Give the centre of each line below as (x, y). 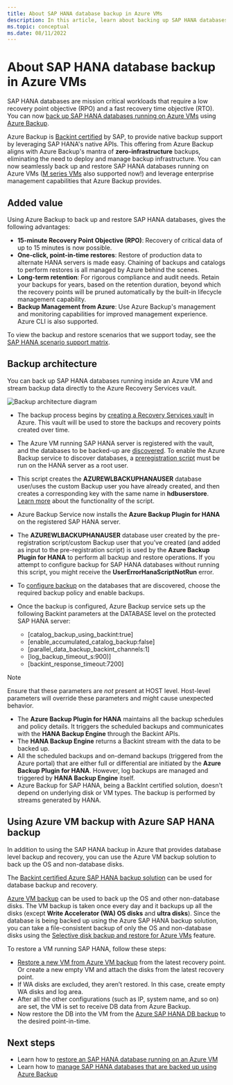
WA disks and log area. (50, 991)
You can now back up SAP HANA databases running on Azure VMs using (112, 116)
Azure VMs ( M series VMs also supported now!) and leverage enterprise (111, 173)
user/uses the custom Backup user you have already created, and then (118, 486)
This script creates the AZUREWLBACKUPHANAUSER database (110, 479)
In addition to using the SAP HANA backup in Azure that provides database (114, 849)
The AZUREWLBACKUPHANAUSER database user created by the (112, 535)
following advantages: (39, 227)
